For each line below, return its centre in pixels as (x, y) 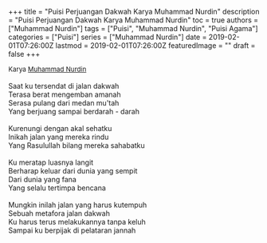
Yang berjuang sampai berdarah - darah (74, 112)
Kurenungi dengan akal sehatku (60, 128)
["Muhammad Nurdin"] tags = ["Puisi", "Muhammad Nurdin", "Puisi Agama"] (133, 28)
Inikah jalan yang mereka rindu (59, 137)
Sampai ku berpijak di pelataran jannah (72, 230)
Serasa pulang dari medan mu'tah (64, 103)
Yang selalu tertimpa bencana (57, 188)
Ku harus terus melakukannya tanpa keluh (77, 222)
